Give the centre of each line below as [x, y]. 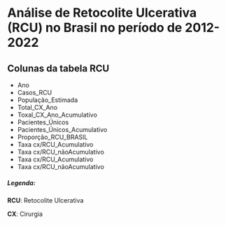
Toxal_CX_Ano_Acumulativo [57, 115]
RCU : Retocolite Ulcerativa [45, 200]
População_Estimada [48, 100]
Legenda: [22, 182]
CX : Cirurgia [25, 214]
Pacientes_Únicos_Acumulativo [62, 130]
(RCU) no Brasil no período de [95, 28]
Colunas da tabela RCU [58, 68]
